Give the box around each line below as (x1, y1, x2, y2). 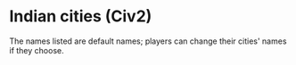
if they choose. (9, 45, 64, 55)
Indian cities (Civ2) (9, 6, 152, 27)
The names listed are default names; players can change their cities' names (9, 36, 287, 46)
